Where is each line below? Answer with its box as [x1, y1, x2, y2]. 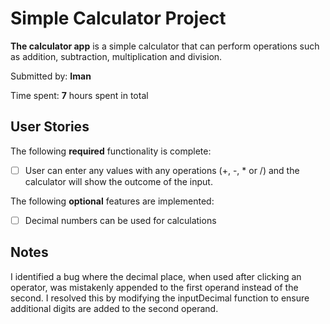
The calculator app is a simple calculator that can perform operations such [10, 40, 320, 52]
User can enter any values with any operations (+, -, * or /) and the [24, 164, 300, 176]
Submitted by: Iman [10, 70, 92, 82]
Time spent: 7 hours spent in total [10, 89, 149, 101]
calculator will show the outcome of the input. [24, 175, 213, 187]
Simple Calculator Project [10, 7, 227, 30]
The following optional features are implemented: [10, 195, 215, 207]
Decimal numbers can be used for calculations [24, 214, 217, 226]
